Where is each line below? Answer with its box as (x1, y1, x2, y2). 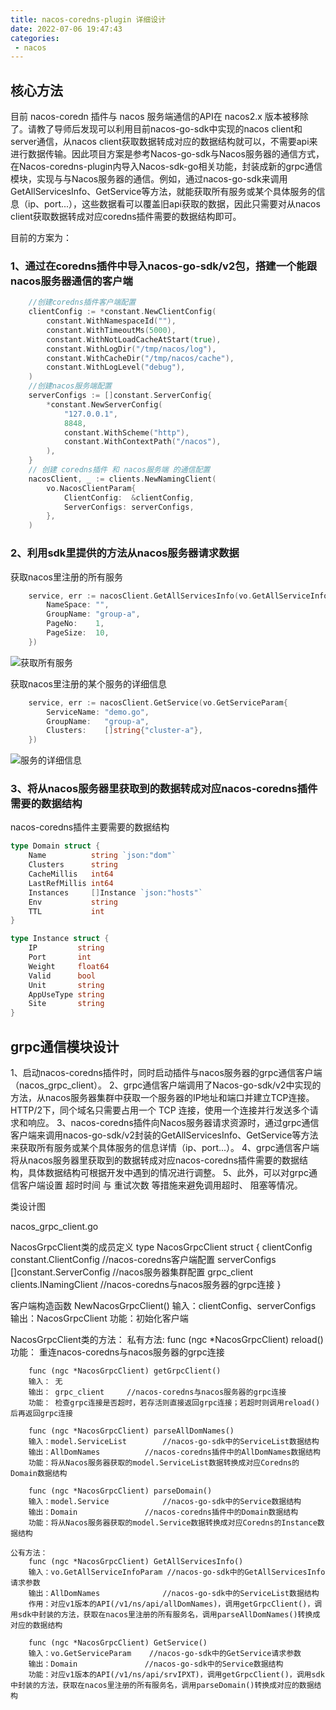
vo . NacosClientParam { (46, 483, 137, 493)
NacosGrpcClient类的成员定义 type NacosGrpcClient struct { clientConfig (10, 1241, 313, 1253)
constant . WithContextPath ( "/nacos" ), (63, 437, 222, 447)
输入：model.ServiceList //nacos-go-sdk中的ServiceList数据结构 (28, 1437, 320, 1447)
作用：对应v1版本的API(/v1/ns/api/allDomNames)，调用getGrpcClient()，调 (28, 1599, 323, 1610)
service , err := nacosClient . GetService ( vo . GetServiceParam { (28, 697, 288, 708)
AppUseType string (28, 989, 105, 1000)
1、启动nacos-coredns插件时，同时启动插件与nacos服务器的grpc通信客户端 (10, 1067, 323, 1079)
